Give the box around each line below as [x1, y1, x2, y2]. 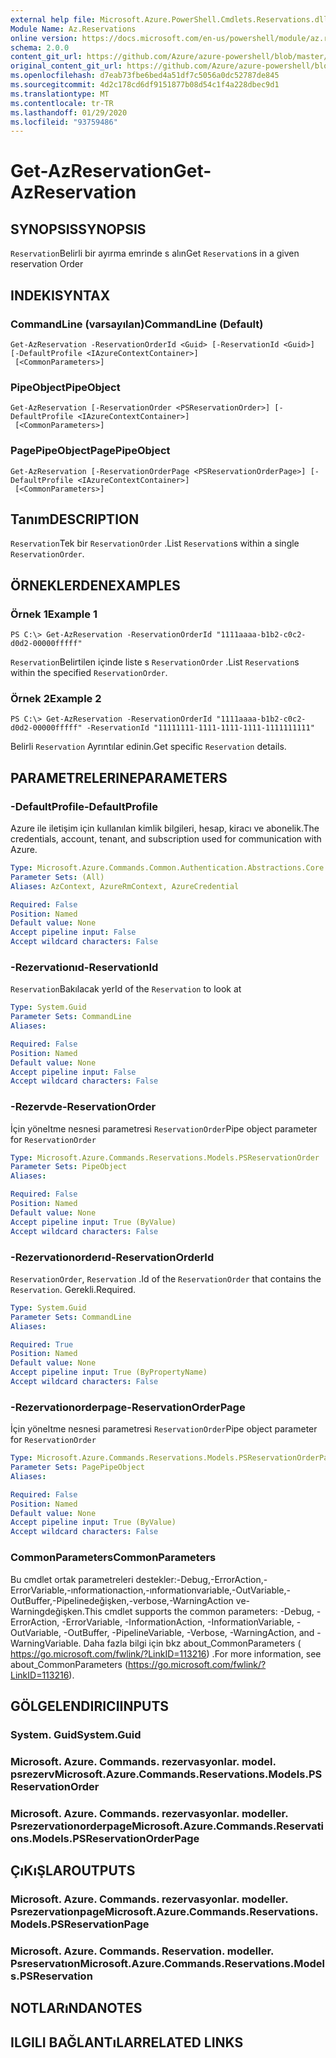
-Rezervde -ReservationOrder [10, 1100, 157, 1114]
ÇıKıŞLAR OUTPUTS [10, 1862, 136, 1880]
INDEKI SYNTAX [10, 287, 111, 304]
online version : [10, 33, 78, 43]
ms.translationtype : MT [10, 89, 110, 99]
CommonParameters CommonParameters [10, 1551, 217, 1565]
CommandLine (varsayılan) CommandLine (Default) [10, 317, 264, 331]
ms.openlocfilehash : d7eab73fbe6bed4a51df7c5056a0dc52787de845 [10, 71, 280, 81]
